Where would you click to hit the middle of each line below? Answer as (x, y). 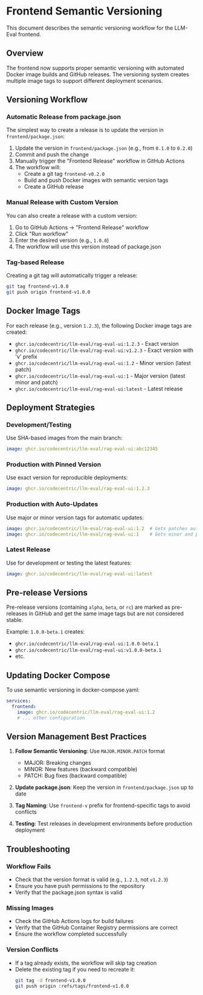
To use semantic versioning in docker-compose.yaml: (73, 690)
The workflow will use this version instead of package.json (88, 247)
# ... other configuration (51, 718)
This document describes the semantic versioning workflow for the (90, 28)
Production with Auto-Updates (52, 504)
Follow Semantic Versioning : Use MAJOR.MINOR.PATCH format (90, 751)
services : (19, 701)
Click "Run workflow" (41, 233)
